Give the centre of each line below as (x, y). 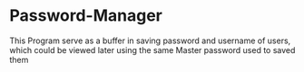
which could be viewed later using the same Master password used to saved (152, 49)
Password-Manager (86, 16)
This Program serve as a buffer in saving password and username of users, (150, 40)
